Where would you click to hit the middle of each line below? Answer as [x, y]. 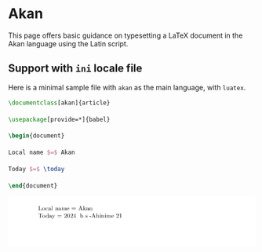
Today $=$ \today [36, 169]
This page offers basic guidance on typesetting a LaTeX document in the [126, 35]
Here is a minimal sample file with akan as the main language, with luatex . [127, 87]
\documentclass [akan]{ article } [59, 103]
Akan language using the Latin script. [68, 43]
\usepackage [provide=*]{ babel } [59, 119]
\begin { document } [36, 136]
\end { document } [33, 185]
